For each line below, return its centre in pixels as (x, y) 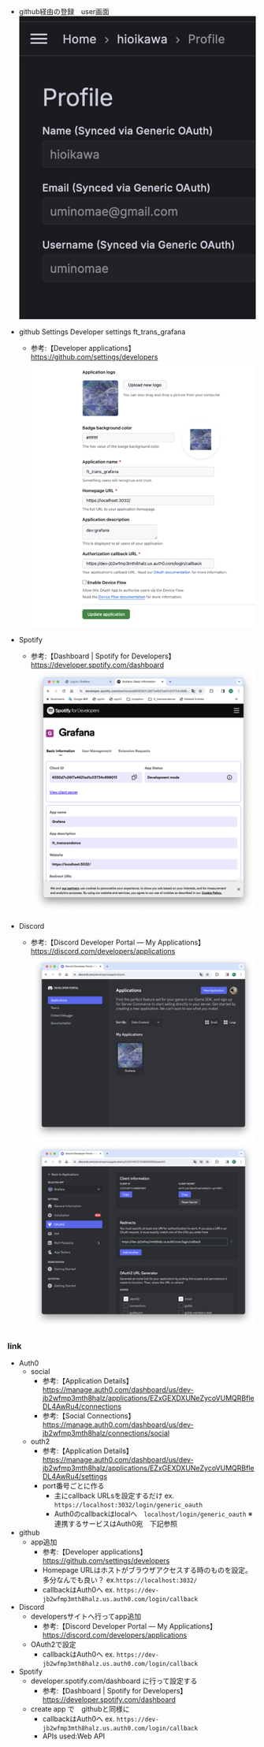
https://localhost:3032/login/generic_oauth (128, 1505)
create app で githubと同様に (80, 1708)
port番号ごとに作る (73, 1485)
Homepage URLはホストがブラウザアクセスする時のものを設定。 (147, 1570)
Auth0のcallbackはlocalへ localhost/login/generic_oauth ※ (153, 1514)
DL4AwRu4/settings (75, 1476)
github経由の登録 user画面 (64, 11)
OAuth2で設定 (53, 1644)
